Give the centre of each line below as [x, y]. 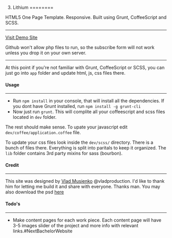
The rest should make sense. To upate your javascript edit [67, 127]
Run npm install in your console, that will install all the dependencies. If [89, 101]
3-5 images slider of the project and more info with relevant [76, 225]
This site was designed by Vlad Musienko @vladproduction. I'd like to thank [85, 181]
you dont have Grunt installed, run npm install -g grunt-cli [77, 106]
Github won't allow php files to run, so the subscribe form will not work [80, 47]
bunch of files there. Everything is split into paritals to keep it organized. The [86, 148]
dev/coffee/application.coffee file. [43, 133]
